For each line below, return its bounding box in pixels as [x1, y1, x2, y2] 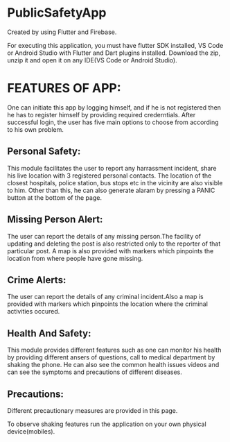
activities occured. [7, 307, 60, 316]
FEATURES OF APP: [7, 80, 121, 96]
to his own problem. [7, 125, 64, 133]
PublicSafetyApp [7, 5, 107, 21]
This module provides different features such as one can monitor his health [7, 346, 222, 355]
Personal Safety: [7, 146, 81, 158]
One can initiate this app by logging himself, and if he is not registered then [7, 103, 222, 112]
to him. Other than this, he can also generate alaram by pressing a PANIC [7, 186, 215, 194]
